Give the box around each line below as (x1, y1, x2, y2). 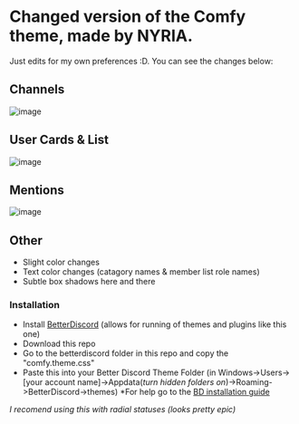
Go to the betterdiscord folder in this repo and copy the (22, 348, 229, 359)
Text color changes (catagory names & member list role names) (22, 266, 260, 277)
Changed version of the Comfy (9, 6, 246, 27)
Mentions (9, 182, 65, 198)
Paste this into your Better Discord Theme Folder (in (22, 367, 217, 378)
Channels (9, 82, 65, 97)
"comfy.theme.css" (22, 358, 95, 369)
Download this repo (22, 338, 96, 350)
